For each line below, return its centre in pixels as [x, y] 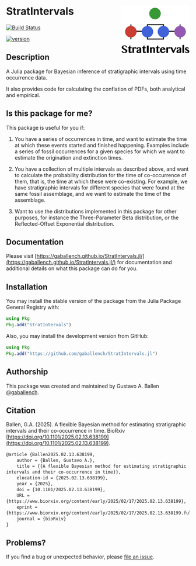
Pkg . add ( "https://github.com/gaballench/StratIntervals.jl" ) [82, 353]
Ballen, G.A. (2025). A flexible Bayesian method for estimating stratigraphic [96, 424]
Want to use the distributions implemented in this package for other [95, 211]
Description [28, 57]
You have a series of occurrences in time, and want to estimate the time [101, 139]
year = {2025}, [35, 484]
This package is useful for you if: [45, 127]
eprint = [27, 508]
